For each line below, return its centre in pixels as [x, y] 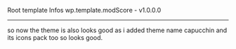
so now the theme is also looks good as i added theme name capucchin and [117, 30]
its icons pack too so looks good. [55, 37]
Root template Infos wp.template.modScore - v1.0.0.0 [84, 10]
